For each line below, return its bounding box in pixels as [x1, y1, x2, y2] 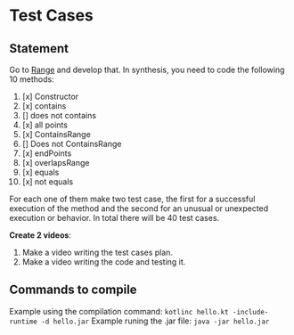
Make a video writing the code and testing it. [21, 257, 186, 267]
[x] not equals [21, 176, 74, 187]
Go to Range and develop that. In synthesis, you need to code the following [9, 64, 285, 75]
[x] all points [21, 119, 69, 130]
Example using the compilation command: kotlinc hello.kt [9, 306, 229, 316]
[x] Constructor [21, 91, 79, 102]
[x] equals [21, 167, 60, 177]
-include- [232, 307, 269, 316]
